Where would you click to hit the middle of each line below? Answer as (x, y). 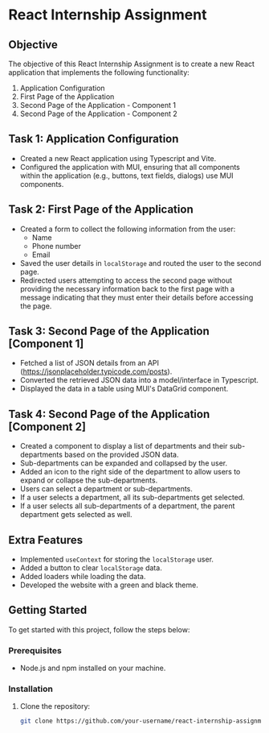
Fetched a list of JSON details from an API (89, 363)
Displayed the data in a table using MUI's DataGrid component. (124, 389)
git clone (37, 721)
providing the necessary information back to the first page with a (127, 288)
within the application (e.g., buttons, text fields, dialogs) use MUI (127, 176)
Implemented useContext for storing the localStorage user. (117, 559)
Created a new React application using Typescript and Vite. (118, 158)
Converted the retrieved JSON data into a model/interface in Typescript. (139, 380)
